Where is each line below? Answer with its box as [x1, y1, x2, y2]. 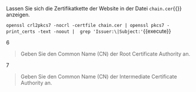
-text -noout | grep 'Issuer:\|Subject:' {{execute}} [37, 28, 172, 35]
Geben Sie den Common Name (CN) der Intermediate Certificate [20, 73, 178, 80]
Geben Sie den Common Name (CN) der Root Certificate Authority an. [20, 50, 191, 57]
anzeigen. [6, 11, 31, 18]
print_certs [6, 29, 35, 35]
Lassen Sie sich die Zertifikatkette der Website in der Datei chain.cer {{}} [6, 5, 182, 12]
